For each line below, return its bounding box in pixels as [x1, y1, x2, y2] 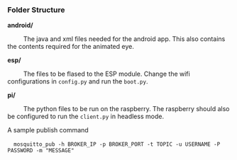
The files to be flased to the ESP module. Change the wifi [23, 69, 190, 79]
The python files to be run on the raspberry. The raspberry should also [23, 105, 230, 113]
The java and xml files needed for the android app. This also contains [23, 35, 226, 43]
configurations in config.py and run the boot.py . [7, 77, 148, 86]
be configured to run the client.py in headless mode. [7, 112, 165, 121]
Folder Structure [7, 5, 65, 15]
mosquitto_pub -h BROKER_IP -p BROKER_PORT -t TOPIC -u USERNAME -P [13, 141, 221, 148]
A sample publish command [7, 126, 89, 135]
